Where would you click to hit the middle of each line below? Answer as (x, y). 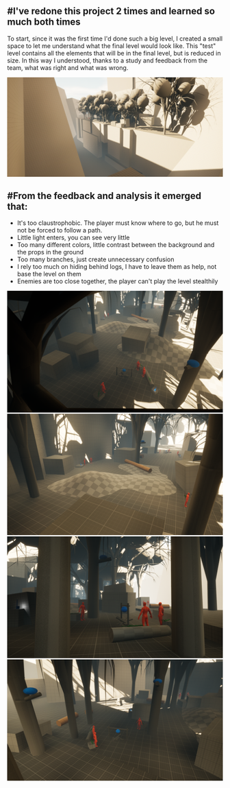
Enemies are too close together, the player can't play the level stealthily (117, 281)
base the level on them (49, 274)
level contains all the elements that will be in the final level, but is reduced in (114, 53)
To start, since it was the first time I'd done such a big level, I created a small (115, 38)
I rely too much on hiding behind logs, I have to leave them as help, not (117, 267)
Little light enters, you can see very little (73, 238)
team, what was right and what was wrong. (68, 67)
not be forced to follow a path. (60, 230)
